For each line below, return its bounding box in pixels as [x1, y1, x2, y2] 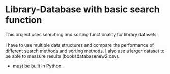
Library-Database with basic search [5, 4, 160, 15]
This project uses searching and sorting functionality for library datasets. [5, 31, 158, 37]
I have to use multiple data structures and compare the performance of [5, 42, 154, 48]
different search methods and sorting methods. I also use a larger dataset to [5, 47, 165, 54]
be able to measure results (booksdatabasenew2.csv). [5, 53, 120, 59]
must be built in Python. [12, 63, 63, 69]
